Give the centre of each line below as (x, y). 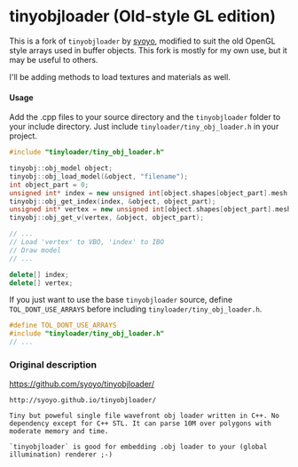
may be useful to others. (54, 59)
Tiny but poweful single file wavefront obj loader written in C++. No (144, 416)
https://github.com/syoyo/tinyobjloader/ (82, 384)
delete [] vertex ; (41, 283)
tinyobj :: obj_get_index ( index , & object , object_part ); (113, 202)
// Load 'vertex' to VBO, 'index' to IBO (87, 242)
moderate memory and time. (59, 431)
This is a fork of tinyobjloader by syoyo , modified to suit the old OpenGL (143, 41)
